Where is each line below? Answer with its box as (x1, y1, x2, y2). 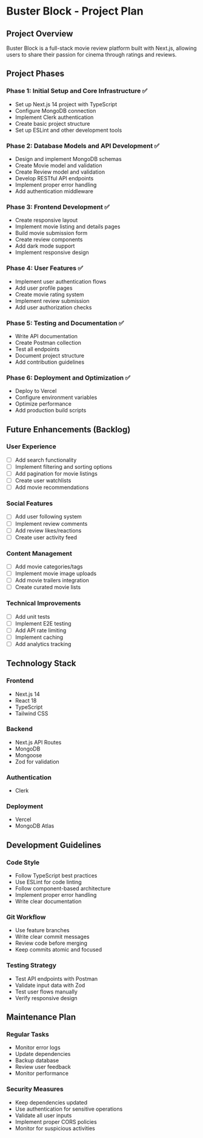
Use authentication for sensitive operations (15, 1105, 123, 1112)
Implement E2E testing (15, 619, 72, 627)
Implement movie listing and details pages (15, 223, 121, 230)
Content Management (6, 549, 73, 557)
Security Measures (6, 1085, 64, 1094)
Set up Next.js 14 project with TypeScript (15, 100, 117, 107)
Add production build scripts (15, 407, 87, 414)
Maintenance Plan (6, 1012, 76, 1023)
